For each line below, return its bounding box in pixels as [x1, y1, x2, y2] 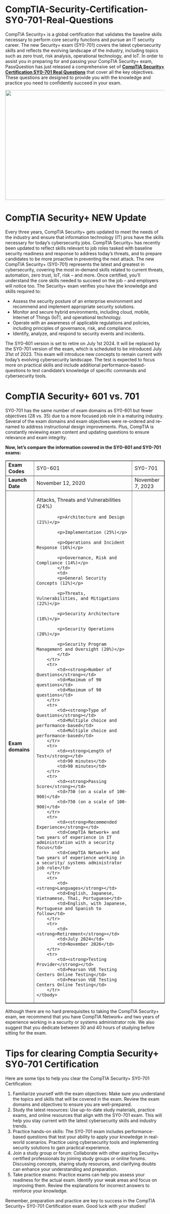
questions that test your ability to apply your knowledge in [27, 1134, 148, 1140]
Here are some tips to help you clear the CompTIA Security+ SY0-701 [5, 1075, 150, 1081]
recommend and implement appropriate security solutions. [12, 303, 135, 310]
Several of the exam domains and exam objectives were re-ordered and [5, 418, 155, 424]
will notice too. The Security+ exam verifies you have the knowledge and [5, 283, 157, 289]
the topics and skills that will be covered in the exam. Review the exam [12, 1096, 160, 1102]
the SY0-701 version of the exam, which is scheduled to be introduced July [5, 346, 162, 352]
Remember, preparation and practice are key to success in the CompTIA [5, 1197, 155, 1203]
